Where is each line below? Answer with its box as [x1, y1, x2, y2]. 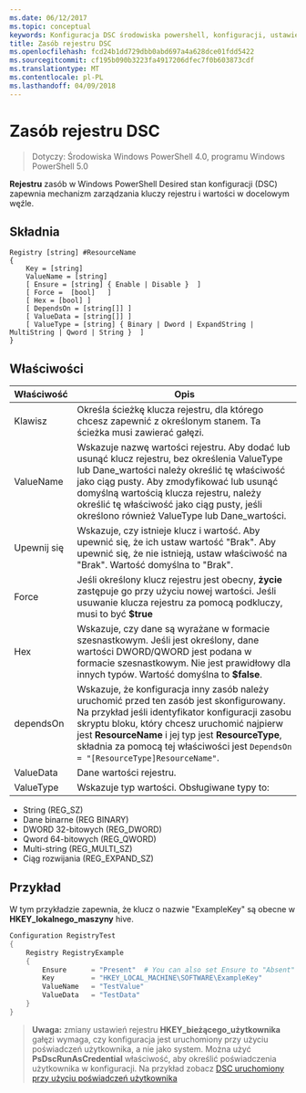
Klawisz [14, 415, 47, 427]
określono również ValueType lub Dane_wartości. [76, 510, 287, 522]
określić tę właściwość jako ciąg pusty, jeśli [76, 499, 262, 511]
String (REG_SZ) [22, 804, 84, 815]
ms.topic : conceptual [9, 22, 92, 31]
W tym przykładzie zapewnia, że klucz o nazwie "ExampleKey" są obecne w [9, 904, 296, 914]
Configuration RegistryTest [9, 931, 117, 941]
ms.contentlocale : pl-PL [9, 73, 104, 82]
